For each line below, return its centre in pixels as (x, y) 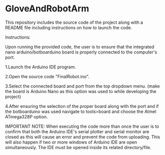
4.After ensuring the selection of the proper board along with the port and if (82, 106)
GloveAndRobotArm (47, 9)
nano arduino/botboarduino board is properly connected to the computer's (81, 52)
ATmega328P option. (26, 116)
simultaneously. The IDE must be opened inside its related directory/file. (78, 147)
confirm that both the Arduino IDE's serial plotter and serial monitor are (77, 131)
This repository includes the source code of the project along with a (74, 22)
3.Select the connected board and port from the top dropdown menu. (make (82, 86)
